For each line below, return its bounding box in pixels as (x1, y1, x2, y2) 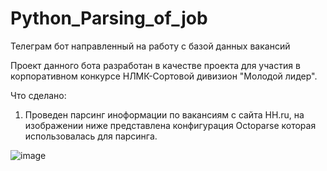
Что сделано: (10, 89, 67, 101)
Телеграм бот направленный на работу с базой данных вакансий (10, 40, 291, 52)
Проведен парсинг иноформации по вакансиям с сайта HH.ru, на (24, 108, 305, 121)
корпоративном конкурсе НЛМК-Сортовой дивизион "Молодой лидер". (10, 70, 318, 82)
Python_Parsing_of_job (10, 7, 208, 30)
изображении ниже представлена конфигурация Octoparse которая (24, 119, 317, 131)
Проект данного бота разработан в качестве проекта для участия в (10, 59, 301, 71)
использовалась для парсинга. (24, 130, 158, 142)
